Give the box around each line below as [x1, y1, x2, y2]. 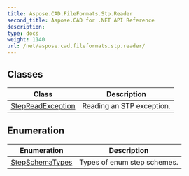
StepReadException [10, 101, 76, 110]
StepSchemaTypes [10, 157, 73, 167]
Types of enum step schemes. [79, 157, 178, 167]
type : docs [7, 29, 39, 37]
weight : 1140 [7, 36, 45, 43]
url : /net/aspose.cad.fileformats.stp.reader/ [7, 43, 146, 50]
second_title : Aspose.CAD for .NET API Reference [7, 17, 155, 24]
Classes [7, 68, 43, 80]
